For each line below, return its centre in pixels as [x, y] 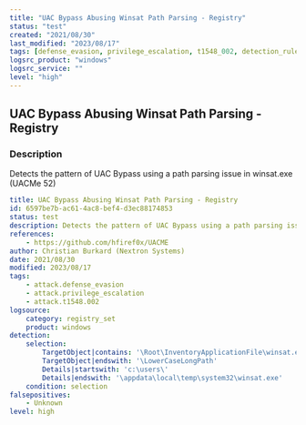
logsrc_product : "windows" [61, 60]
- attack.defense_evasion [75, 285]
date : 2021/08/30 [42, 259]
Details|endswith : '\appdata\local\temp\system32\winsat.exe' [163, 378]
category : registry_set [71, 319]
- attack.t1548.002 [63, 301]
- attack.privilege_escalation [85, 293]
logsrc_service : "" [46, 69]
